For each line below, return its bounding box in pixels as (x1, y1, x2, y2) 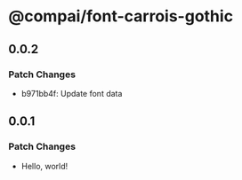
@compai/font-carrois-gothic (8, 6, 233, 27)
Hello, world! (20, 160, 69, 171)
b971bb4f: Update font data (20, 88, 123, 98)
